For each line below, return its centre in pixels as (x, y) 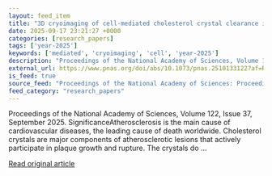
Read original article (42, 164)
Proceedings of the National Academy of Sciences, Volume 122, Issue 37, (130, 114)
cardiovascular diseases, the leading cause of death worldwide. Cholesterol (135, 131)
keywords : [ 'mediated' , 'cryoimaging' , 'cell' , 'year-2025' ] (114, 53)
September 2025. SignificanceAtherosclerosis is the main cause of (119, 123)
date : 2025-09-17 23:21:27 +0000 (65, 31)
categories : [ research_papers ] (61, 38)
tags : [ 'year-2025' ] (43, 46)
